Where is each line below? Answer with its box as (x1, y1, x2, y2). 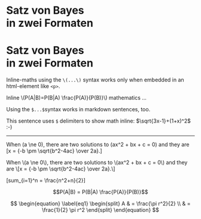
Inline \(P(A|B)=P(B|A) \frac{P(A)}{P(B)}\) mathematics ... (6, 94, 147, 102)
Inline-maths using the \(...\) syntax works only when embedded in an (6, 76, 184, 84)
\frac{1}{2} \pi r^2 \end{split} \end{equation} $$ (41, 206, 160, 214)
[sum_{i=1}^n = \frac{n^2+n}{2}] (6, 177, 86, 184)
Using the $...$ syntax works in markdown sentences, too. (6, 106, 151, 113)
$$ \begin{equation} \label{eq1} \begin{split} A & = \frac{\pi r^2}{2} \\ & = (10, 200, 191, 207)
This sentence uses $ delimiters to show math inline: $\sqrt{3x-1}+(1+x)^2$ (6, 117, 191, 124)
